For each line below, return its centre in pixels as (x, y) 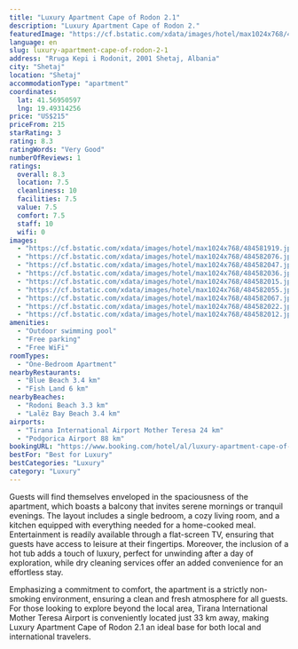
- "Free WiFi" (43, 347)
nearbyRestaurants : (45, 372)
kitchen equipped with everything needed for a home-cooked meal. (133, 525)
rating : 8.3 (31, 141)
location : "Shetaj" (45, 75)
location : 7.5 (43, 183)
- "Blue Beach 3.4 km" (59, 381)
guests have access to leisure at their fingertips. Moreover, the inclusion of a (149, 543)
